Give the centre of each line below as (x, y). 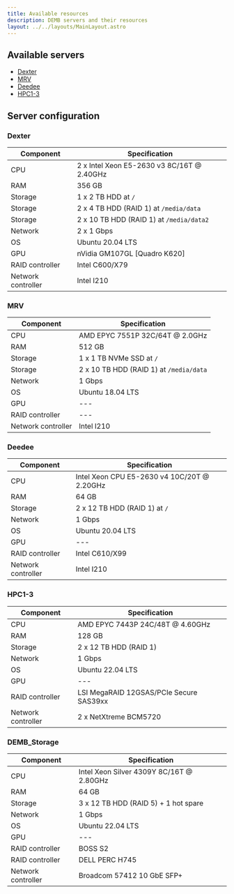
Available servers (46, 55)
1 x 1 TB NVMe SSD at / (119, 358)
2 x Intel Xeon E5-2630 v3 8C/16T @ (139, 165)
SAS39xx (93, 701)
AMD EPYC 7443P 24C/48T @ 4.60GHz (144, 624)
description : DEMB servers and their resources (78, 20)
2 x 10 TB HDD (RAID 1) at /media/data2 (143, 219)
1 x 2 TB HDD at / (106, 197)
